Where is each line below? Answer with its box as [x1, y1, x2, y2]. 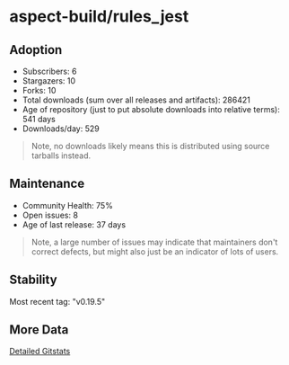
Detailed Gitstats [9, 346, 71, 357]
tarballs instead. [31, 150, 92, 161]
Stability [9, 272, 57, 288]
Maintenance [9, 176, 85, 191]
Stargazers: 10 [22, 76, 76, 86]
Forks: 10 [22, 85, 57, 95]
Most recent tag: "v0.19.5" [9, 296, 106, 307]
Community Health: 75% [22, 200, 114, 210]
